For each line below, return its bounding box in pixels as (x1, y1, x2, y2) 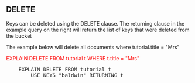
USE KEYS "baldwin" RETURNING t (30, 72, 124, 78)
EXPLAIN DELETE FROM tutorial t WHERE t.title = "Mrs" (6, 55, 139, 62)
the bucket (6, 32, 32, 39)
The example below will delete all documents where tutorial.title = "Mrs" (6, 44, 180, 50)
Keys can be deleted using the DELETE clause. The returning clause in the (6, 20, 185, 27)
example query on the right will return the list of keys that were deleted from (6, 26, 190, 33)
